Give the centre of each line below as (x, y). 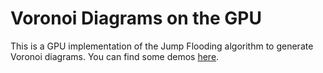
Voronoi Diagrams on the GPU (136, 18)
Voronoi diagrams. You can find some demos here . (115, 56)
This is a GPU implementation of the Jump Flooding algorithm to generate (162, 46)
